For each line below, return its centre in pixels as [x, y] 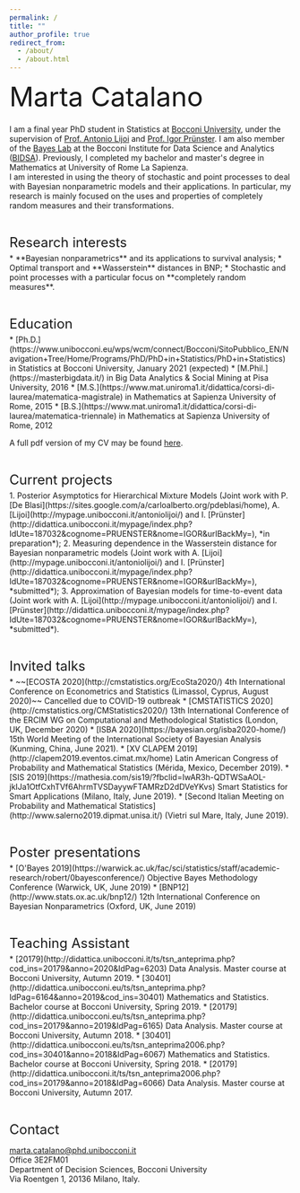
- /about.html [43, 59]
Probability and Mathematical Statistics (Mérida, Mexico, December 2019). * [149, 768]
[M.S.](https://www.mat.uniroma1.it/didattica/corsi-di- [176, 387]
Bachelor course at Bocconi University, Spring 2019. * [108, 1007]
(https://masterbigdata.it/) [57, 377]
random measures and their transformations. [92, 206]
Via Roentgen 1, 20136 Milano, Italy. [75, 1179]
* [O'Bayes [29, 868]
